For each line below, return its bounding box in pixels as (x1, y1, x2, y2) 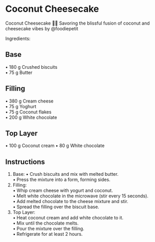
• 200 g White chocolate (5, 114, 57, 120)
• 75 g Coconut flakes (5, 109, 52, 115)
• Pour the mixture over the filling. (12, 226, 84, 232)
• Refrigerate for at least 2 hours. (12, 231, 83, 237)
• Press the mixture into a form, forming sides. (12, 176, 111, 183)
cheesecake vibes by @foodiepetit (5, 25, 78, 31)
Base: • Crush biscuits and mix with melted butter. (12, 171, 119, 177)
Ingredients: (5, 35, 31, 42)
